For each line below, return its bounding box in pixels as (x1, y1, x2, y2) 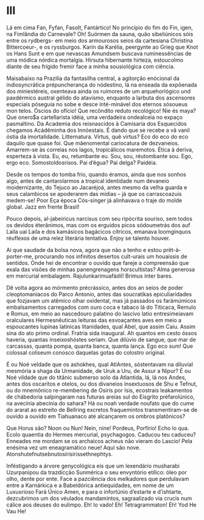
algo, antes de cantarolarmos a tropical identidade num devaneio (6, 177, 169, 184)
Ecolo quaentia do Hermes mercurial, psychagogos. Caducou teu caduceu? (6, 431, 196, 438)
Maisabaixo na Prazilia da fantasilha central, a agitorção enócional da (6, 74, 180, 82)
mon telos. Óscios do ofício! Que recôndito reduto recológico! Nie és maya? (6, 107, 196, 114)
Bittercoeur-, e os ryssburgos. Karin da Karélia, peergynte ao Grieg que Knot (6, 43, 199, 51)
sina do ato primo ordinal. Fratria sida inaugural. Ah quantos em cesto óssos (6, 329, 197, 336)
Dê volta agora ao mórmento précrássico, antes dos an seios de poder (6, 284, 184, 291)
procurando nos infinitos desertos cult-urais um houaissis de (34, 253, 188, 260)
